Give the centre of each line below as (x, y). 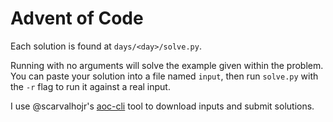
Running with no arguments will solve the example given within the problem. (167, 65)
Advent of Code (77, 18)
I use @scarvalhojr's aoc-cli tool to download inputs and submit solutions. (162, 106)
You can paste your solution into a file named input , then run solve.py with (164, 76)
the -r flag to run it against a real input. (90, 86)
